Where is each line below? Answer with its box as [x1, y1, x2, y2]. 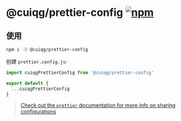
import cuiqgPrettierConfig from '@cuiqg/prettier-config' [6, 69, 154, 76]
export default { [6, 80, 49, 86]
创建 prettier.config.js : [6, 58, 67, 65]
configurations [20, 108, 57, 115]
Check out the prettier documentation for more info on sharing [20, 102, 176, 109]
